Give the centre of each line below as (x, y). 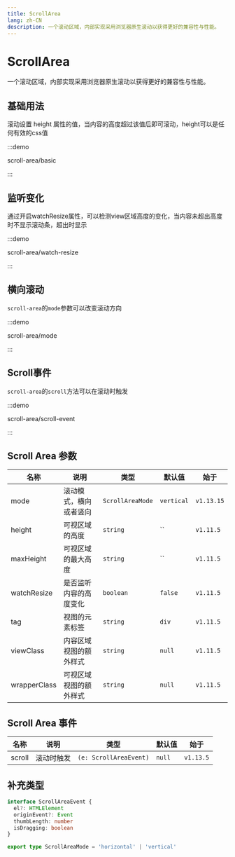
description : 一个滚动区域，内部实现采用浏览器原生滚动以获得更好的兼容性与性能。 (114, 27)
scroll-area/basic (32, 160)
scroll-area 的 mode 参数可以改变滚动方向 (65, 308)
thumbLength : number (43, 821)
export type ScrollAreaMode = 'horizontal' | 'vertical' (92, 847)
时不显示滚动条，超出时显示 (47, 224)
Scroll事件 (29, 373)
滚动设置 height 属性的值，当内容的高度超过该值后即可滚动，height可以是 (113, 124)
